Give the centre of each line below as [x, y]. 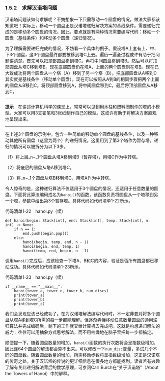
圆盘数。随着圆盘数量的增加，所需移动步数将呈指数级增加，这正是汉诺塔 [87, 355]
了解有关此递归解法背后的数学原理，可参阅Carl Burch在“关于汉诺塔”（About [82, 367]
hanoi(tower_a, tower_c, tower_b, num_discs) [61, 291]
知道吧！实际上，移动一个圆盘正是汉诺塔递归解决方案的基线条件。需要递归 [80, 26]
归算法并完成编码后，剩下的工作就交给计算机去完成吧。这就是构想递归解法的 [82, 326]
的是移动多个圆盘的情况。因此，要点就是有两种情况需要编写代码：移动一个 [84, 32]
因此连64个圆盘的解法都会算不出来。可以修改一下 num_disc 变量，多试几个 [79, 349]
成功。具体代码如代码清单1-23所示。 [46, 267]
